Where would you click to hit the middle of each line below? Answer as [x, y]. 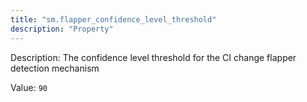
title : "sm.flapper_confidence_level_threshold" [113, 19]
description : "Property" [62, 29]
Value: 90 [29, 87]
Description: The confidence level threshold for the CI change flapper [153, 57]
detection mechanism [55, 68]
